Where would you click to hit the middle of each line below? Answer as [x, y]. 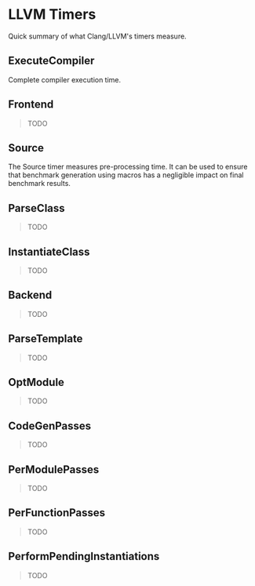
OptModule [36, 382]
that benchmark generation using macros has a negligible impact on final [126, 175]
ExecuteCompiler [51, 61]
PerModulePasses [54, 470]
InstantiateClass [49, 251]
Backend [30, 295]
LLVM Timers [52, 15]
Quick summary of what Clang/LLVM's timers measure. [97, 36]
